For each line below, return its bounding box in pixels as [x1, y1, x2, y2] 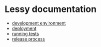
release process [11, 36, 45, 42]
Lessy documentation [4, 3, 97, 15]
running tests [11, 30, 39, 36]
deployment [11, 25, 37, 31]
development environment [11, 20, 66, 26]
